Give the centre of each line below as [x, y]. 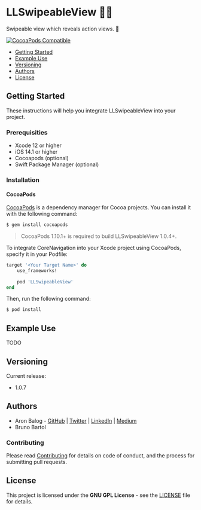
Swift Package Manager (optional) [57, 164]
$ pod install [24, 310]
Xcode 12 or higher [38, 145]
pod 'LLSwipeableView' [45, 282]
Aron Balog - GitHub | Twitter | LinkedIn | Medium [76, 420]
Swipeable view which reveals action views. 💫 [63, 29]
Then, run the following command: [48, 299]
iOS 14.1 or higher [36, 152]
